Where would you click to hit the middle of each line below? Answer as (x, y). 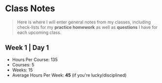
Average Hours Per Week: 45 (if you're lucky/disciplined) (69, 75)
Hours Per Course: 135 (35, 60)
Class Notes (30, 9)
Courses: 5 (23, 64)
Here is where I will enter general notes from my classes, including (84, 22)
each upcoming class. (39, 32)
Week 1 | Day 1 (27, 48)
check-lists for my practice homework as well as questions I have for (87, 27)
